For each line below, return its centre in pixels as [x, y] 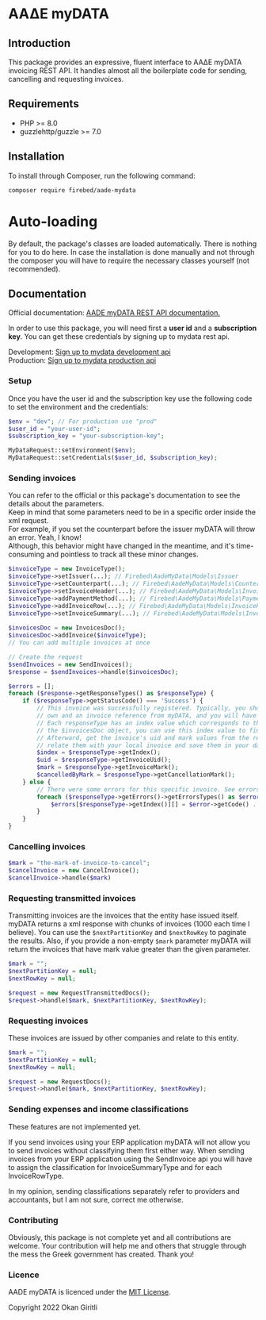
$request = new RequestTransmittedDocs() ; [79, 993]
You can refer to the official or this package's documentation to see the [124, 495]
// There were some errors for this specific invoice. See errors [148, 789]
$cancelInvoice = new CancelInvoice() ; [74, 871]
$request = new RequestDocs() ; [60, 1081]
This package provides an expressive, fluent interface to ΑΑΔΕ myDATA [125, 62]
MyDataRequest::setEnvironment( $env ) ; [72, 450]
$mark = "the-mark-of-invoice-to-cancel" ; [79, 863]
